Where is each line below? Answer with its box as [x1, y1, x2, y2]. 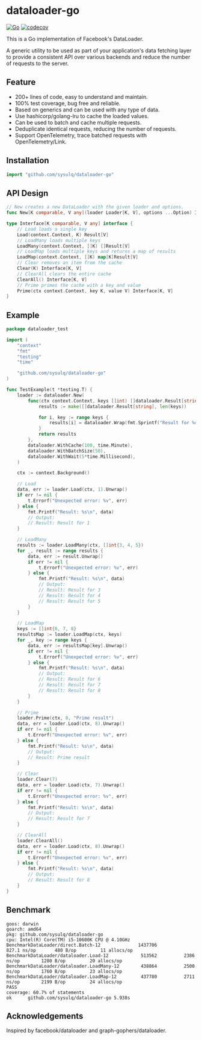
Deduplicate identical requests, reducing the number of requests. [14, 125, 177, 133]
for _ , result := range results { [17, 548, 103, 554]
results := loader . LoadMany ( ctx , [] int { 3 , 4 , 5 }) [17, 542, 144, 548]
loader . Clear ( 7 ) [17, 777, 58, 783]
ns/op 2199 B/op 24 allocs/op [6, 979, 122, 985]
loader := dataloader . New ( [17, 392, 85, 398]
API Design [6, 188, 49, 198]
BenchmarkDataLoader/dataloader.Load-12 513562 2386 [6, 953, 195, 959]
